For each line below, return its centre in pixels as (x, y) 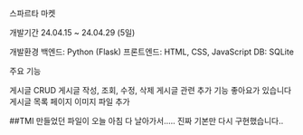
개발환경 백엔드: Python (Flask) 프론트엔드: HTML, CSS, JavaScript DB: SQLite (151, 52)
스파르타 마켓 (33, 13)
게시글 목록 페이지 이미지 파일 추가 (70, 101)
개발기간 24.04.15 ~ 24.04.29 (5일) (72, 33)
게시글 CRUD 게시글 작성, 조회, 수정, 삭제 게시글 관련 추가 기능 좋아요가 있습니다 (151, 90)
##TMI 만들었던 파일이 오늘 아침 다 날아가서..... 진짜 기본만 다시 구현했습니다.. (147, 121)
